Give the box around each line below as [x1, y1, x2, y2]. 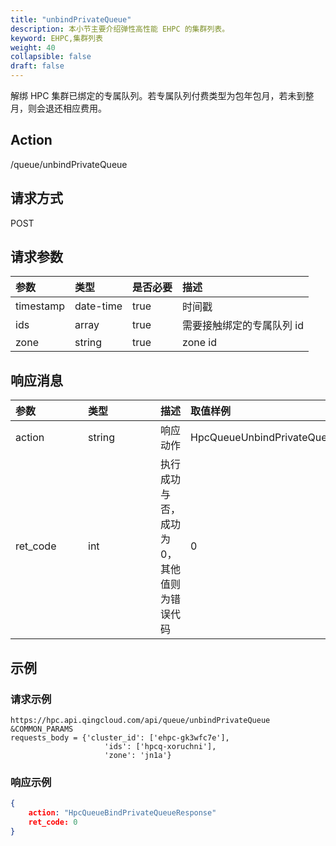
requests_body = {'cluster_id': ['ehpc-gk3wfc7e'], [10, 732, 230, 743]
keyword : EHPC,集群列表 [10, 33, 103, 43]
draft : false [10, 61, 65, 71]
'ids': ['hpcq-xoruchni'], [104, 741, 217, 751]
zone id [182, 336, 217, 350]
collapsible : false [10, 52, 92, 62]
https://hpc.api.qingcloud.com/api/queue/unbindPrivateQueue [10, 715, 271, 725]
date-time [74, 299, 123, 313]
